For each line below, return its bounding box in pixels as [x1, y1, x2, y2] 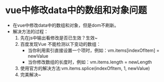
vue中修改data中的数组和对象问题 [5, 5, 147, 16]
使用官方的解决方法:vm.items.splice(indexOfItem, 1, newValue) [20, 65, 150, 71]
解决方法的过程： [12, 28, 49, 34]
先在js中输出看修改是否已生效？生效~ [20, 35, 98, 41]
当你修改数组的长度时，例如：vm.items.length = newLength [27, 59, 152, 65]
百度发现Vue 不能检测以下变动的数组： [20, 41, 101, 47]
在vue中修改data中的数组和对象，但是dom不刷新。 [12, 22, 119, 28]
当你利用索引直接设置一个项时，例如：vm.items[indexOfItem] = [27, 47, 160, 53]
